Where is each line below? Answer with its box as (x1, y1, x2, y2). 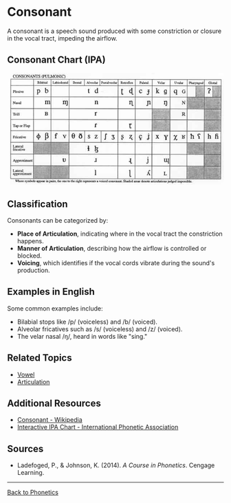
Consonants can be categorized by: (7, 216, 109, 224)
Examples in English (7, 286, 95, 298)
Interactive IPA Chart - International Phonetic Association (16, 423, 179, 432)
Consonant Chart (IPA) (7, 54, 106, 66)
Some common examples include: (7, 304, 103, 313)
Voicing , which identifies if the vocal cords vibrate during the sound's (16, 258, 215, 267)
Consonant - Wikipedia (16, 416, 82, 424)
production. (16, 266, 50, 274)
